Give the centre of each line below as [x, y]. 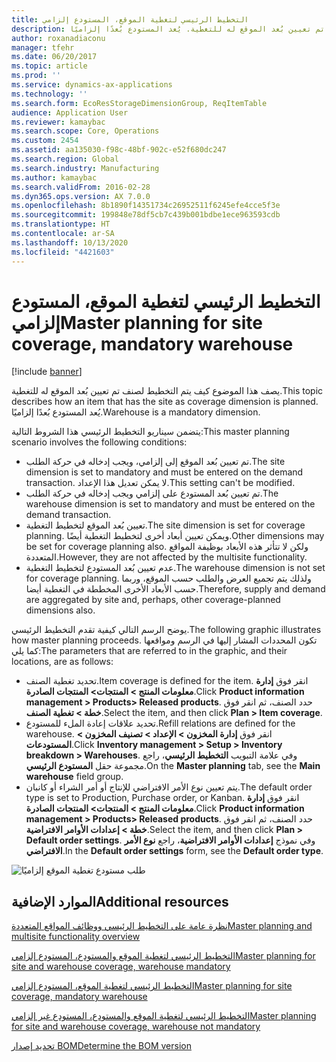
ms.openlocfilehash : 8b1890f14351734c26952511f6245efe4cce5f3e [146, 206]
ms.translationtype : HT [61, 224]
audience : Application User [70, 112]
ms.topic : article [49, 66]
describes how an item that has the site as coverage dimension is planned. [165, 402]
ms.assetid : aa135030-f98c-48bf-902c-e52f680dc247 [119, 150]
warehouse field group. [74, 777]
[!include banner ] [47, 372]
